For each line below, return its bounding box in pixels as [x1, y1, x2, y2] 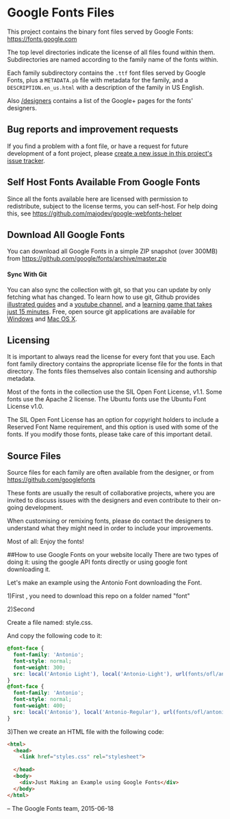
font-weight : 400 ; [13, 702, 66, 709]
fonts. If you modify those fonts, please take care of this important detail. [7, 430, 213, 438]
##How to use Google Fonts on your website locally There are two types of [7, 551, 219, 559]
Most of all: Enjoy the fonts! [7, 537, 84, 546]
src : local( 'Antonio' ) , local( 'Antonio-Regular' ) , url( [13, 709, 176, 715]
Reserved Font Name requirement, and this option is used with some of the [7, 423, 218, 431]
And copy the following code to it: [7, 632, 103, 640]
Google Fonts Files [7, 5, 115, 21]
